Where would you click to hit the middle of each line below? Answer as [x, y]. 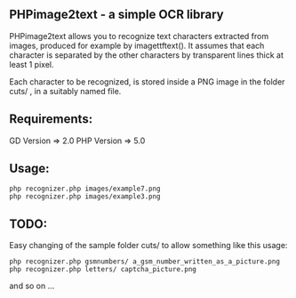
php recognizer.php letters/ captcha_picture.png [103, 270]
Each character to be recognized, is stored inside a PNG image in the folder [147, 81]
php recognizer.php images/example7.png [85, 189]
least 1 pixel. [32, 64]
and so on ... [32, 286]
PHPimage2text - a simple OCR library [116, 15]
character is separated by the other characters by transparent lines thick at [147, 55]
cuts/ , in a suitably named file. [65, 91]
